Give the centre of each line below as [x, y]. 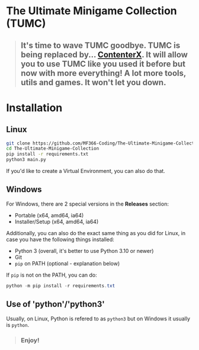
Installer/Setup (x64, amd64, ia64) [57, 221]
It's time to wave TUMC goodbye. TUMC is [100, 45]
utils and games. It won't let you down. [93, 82]
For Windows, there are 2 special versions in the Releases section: [87, 204]
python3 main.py [26, 160]
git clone [18, 143]
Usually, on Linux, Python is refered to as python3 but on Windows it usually [98, 319]
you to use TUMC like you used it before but [103, 64]
